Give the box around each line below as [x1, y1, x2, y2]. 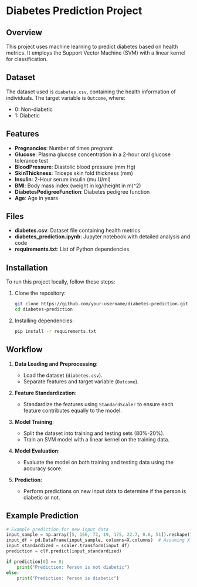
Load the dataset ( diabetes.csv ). [23, 372, 103, 379]
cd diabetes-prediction [14, 306, 73, 312]
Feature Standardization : [14, 389, 77, 396]
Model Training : [14, 418, 54, 425]
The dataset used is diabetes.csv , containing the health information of [6, 88, 176, 95]
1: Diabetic [14, 112, 40, 119]
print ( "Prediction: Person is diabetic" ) [16, 575, 119, 581]
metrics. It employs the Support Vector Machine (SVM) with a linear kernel [6, 49, 186, 56]
